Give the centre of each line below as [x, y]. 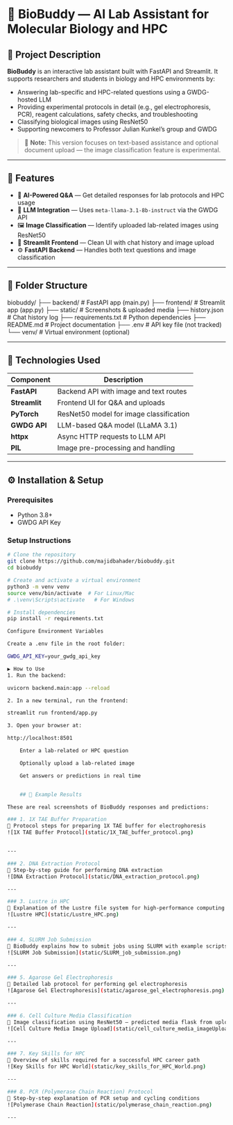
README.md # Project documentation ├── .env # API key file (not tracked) [114, 324]
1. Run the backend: [37, 675]
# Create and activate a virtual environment [74, 581]
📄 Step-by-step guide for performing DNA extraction [85, 870]
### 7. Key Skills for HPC [46, 1054]
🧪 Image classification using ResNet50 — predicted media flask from [110, 1022]
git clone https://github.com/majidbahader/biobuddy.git [91, 561]
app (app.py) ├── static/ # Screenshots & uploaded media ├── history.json [115, 309]
